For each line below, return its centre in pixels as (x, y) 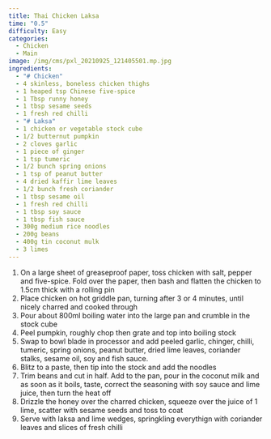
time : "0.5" (28, 23)
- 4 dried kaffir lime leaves (66, 182)
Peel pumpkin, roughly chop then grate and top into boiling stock (128, 332)
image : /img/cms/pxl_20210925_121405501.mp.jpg (90, 62)
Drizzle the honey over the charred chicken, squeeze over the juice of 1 (139, 401)
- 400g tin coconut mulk (57, 242)
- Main (27, 53)
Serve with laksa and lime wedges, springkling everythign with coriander (141, 419)
